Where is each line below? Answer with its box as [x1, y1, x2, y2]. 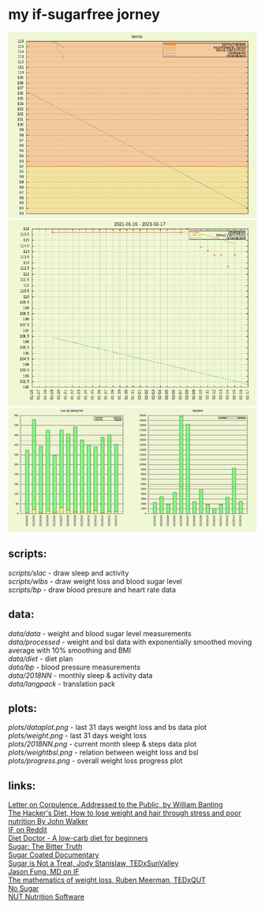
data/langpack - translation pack [8, 679, 116, 688]
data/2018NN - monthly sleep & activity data [8, 670, 153, 680]
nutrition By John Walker [8, 817, 88, 826]
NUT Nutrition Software [8, 892, 85, 902]
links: [8, 779, 36, 792]
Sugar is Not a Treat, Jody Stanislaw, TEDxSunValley [8, 859, 179, 868]
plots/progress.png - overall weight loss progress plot [8, 756, 183, 766]
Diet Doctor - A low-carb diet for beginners [8, 833, 148, 843]
